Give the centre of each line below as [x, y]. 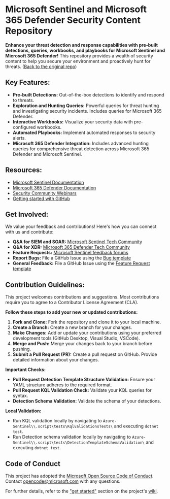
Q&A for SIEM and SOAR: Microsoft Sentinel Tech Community [77, 242]
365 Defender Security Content [73, 20]
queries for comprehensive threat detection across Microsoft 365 [81, 149]
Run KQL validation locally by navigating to [57, 421]
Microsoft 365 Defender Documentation [54, 188]
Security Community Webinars [45, 193]
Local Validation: [23, 411]
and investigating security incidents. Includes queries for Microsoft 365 [87, 111]
